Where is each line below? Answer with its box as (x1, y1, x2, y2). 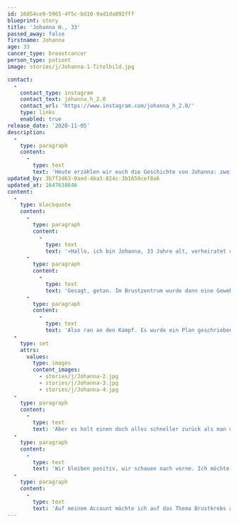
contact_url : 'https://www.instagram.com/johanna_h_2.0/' (20, 102, 195, 110)
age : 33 (7, 43, 30, 50)
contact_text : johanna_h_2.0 (20, 96, 106, 103)
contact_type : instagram (20, 89, 93, 97)
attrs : (20, 346, 40, 353)
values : (25, 353, 50, 360)
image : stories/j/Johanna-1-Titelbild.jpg (7, 63, 135, 70)
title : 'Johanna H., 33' (7, 23, 81, 31)
